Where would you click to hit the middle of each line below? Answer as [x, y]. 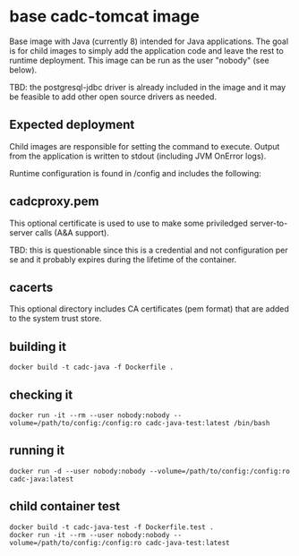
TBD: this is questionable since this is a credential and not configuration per [149, 250]
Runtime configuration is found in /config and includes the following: [135, 173]
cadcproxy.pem [55, 202]
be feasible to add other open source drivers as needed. [113, 97]
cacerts [31, 287]
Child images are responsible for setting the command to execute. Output [145, 146]
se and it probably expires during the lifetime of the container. [123, 259]
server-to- [269, 223]
